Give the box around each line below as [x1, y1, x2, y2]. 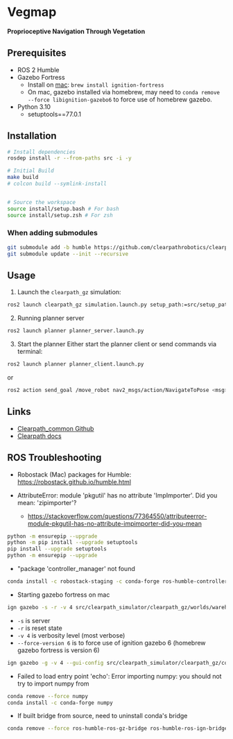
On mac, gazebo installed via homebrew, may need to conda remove [27, 87, 221, 96]
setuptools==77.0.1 [27, 110, 82, 118]
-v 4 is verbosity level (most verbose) [17, 631, 126, 639]
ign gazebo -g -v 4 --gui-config [7, 659, 104, 666]
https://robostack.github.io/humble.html [17, 477, 132, 486]
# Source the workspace [7, 198, 76, 205]
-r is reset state [17, 624, 62, 632]
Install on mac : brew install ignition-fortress [27, 80, 164, 89]
